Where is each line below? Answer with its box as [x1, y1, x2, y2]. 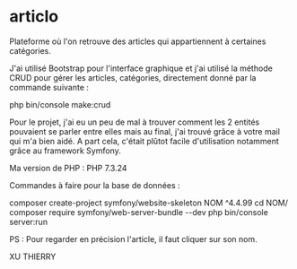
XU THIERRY [9, 251, 57, 262]
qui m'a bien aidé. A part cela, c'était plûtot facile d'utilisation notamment [9, 135, 280, 146]
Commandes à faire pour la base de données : [9, 179, 181, 190]
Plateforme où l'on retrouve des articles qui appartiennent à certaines [9, 36, 266, 47]
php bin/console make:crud [9, 99, 111, 109]
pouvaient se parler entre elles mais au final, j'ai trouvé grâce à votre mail [9, 126, 281, 136]
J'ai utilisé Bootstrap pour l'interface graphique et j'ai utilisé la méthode [9, 63, 274, 74]
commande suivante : [9, 82, 90, 92]
